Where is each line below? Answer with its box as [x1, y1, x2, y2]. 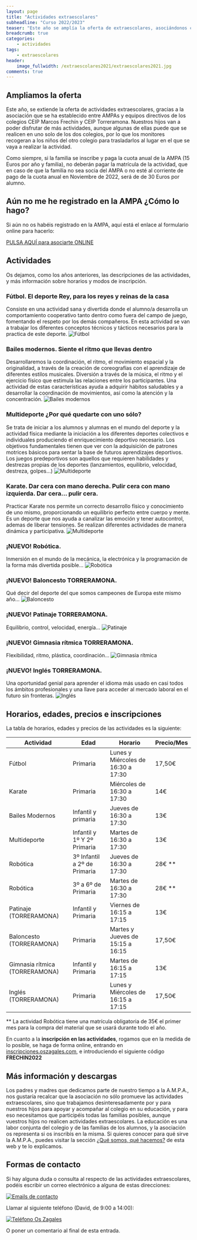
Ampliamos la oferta [6, 90, 82, 100]
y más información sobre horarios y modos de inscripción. [6, 277, 147, 284]
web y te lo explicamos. [6, 1143, 63, 1150]
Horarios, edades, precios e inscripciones [6, 709, 162, 719]
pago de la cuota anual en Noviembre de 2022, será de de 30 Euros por [6, 174, 180, 181]
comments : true [6, 69, 43, 74]
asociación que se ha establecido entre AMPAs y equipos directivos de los [6, 112, 186, 119]
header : [6, 57, 25, 63]
